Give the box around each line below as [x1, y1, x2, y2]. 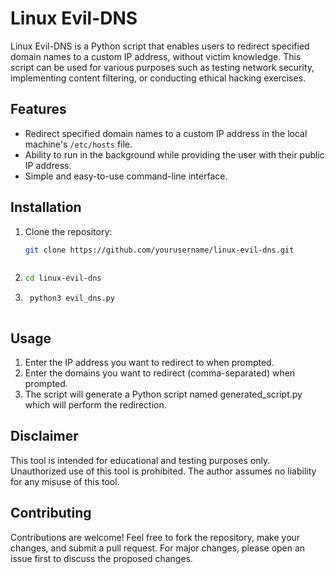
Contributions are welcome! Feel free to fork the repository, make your [10, 531, 301, 543]
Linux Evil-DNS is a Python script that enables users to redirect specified [10, 40, 310, 52]
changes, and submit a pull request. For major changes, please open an [10, 542, 306, 554]
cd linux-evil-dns [24, 273, 102, 284]
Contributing [10, 505, 92, 522]
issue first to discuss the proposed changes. [10, 552, 193, 564]
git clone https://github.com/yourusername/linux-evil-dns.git [24, 245, 295, 255]
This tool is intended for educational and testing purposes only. [10, 454, 271, 466]
